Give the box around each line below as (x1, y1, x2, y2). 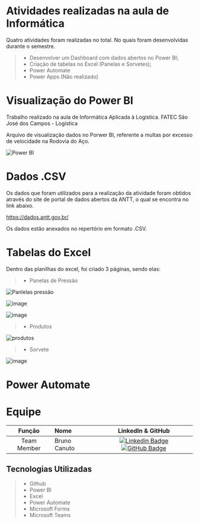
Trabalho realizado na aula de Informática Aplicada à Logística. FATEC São (6, 113, 188, 120)
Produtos (29, 323, 52, 330)
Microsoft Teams (29, 511, 71, 518)
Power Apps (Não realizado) (29, 73, 99, 80)
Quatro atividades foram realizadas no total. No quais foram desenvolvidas (6, 36, 188, 43)
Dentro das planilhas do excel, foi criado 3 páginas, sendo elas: (6, 265, 161, 272)
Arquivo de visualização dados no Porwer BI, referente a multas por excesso (6, 131, 193, 138)
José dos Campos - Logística (6, 120, 78, 127)
